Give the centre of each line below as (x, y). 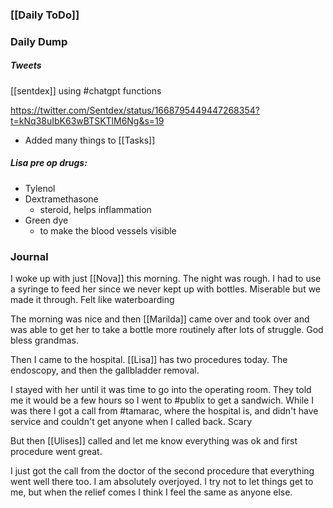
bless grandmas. (44, 340)
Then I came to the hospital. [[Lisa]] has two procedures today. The (149, 360)
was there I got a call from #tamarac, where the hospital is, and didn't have (164, 411)
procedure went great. (56, 452)
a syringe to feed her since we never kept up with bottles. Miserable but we (166, 289)
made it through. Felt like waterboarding (92, 300)
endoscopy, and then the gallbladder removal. (105, 370)
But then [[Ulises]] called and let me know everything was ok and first (154, 441)
